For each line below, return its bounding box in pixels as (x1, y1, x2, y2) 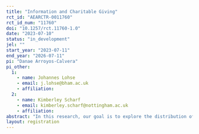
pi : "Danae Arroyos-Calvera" (6, 58, 78, 64)
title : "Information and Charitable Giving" (6, 8, 118, 15)
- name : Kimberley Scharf (17, 97, 81, 103)
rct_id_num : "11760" (6, 20, 57, 25)
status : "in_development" (6, 36, 70, 42)
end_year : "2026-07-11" (6, 53, 65, 59)
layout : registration (6, 119, 60, 125)
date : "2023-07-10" (6, 31, 54, 37)
